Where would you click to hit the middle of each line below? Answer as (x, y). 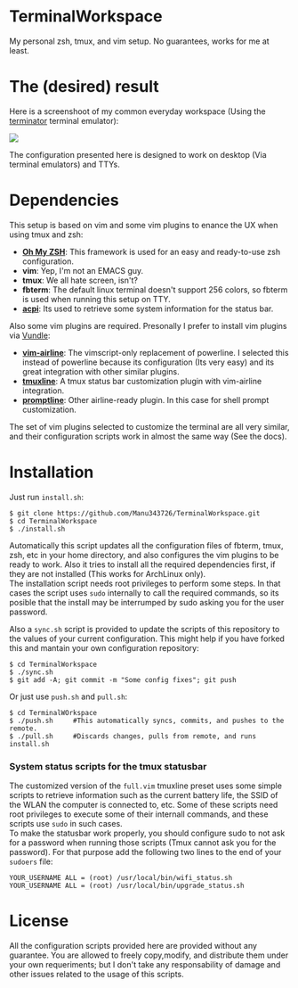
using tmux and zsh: (46, 235)
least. (19, 50)
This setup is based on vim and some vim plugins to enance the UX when (144, 225)
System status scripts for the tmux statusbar (108, 766)
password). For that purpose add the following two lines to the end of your (145, 852)
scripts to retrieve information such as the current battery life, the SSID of (144, 795)
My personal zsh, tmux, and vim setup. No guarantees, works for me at (139, 41)
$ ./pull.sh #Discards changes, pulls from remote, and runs (133, 736)
